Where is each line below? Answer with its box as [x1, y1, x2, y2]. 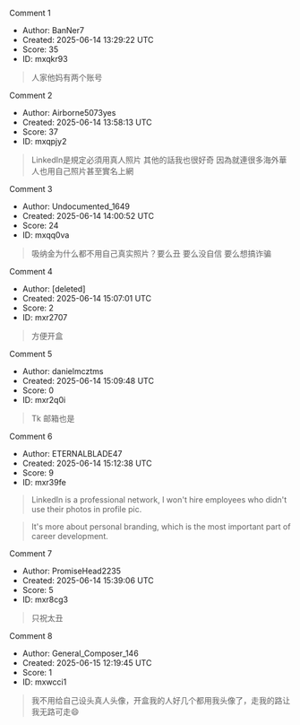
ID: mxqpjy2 [21, 136, 67, 146]
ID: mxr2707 [21, 312, 68, 322]
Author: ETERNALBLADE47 [21, 449, 123, 459]
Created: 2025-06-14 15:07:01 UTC [21, 293, 152, 303]
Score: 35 [21, 44, 59, 55]
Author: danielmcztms [21, 366, 104, 376]
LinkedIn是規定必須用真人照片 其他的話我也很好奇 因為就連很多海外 [30, 154, 279, 165]
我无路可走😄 [30, 706, 80, 717]
